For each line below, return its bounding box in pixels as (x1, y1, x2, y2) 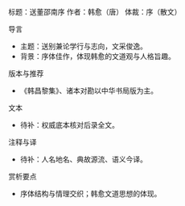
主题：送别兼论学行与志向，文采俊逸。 (19, 41, 147, 51)
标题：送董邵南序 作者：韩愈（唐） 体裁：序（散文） (8, 7, 182, 16)
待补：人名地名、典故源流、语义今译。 (19, 154, 147, 164)
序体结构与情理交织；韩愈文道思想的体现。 (19, 189, 162, 198)
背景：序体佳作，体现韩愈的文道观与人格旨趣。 (19, 52, 175, 61)
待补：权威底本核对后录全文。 (19, 120, 119, 129)
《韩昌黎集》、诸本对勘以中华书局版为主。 (19, 86, 158, 95)
